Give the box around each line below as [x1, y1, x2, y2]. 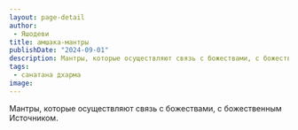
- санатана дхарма [12, 71, 82, 80]
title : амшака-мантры [9, 37, 90, 47]
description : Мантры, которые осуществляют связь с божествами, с [9, 54, 260, 63]
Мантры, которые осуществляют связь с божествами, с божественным [9, 103, 282, 113]
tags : [9, 63, 29, 72]
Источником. [9, 112, 59, 123]
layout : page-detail [9, 12, 86, 22]
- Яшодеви [12, 29, 50, 38]
